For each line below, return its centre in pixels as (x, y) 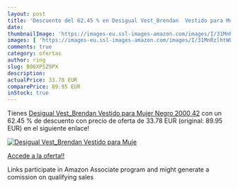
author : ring (27, 60)
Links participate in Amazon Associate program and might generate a (108, 170)
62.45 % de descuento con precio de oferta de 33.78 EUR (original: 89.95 (115, 121)
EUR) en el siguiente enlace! (49, 128)
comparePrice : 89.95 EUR (44, 87)
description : (27, 73)
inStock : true (28, 93)
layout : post (27, 14)
